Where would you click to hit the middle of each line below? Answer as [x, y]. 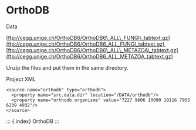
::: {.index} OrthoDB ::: [33, 121]
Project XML [21, 79]
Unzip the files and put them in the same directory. [67, 67]
